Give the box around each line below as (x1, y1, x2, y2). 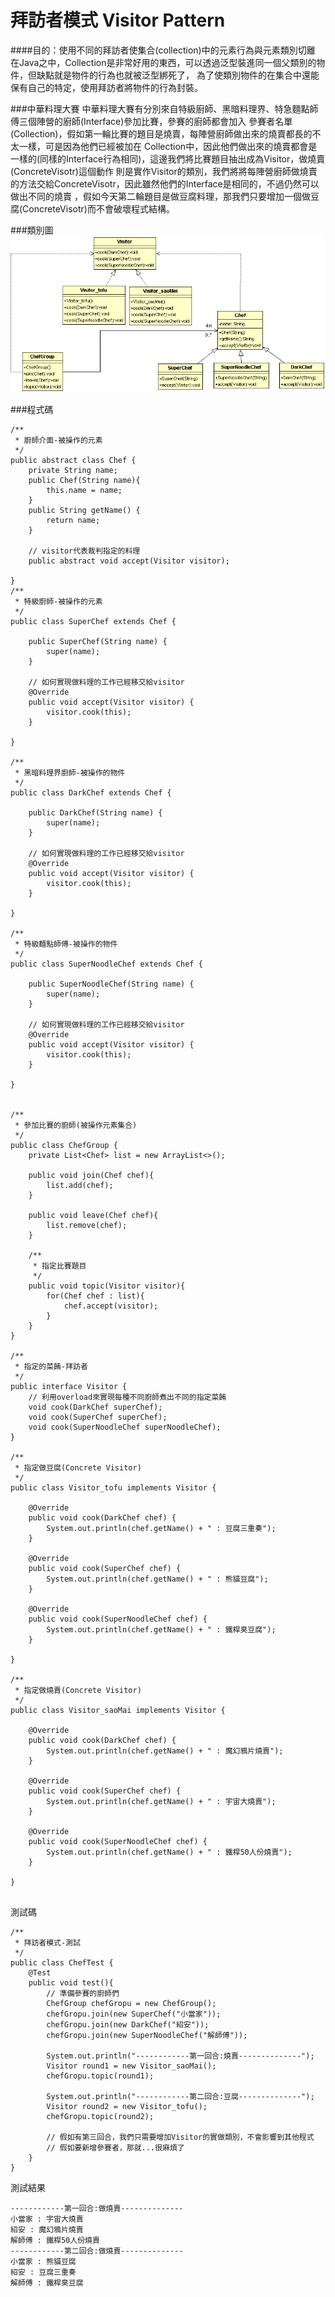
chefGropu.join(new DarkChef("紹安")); (46, 2019, 210, 2030)
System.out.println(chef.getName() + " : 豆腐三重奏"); (46, 1523, 277, 1533)
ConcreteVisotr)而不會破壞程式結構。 (22, 202, 175, 215)
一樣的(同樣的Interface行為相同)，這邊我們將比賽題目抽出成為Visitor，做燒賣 (10, 152, 326, 165)
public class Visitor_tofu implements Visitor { (10, 1482, 217, 1493)
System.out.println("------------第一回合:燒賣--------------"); (46, 2051, 315, 2061)
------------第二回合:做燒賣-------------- (10, 2246, 184, 2256)
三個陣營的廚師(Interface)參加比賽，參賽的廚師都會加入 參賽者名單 (18, 115, 293, 127)
